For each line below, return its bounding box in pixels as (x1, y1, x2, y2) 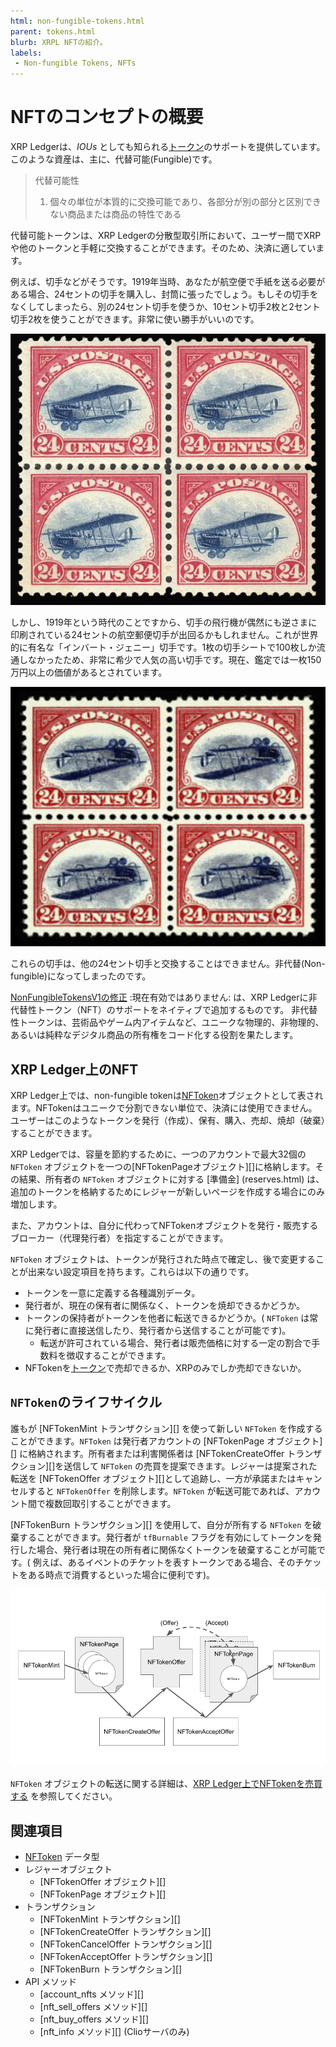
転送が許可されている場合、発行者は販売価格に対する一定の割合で (39, 1336, 312, 1349)
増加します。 (10, 1198, 63, 1210)
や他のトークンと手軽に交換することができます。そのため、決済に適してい (10, 242, 317, 254)
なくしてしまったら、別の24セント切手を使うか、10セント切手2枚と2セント (10, 301, 321, 313)
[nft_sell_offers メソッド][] (39, 2001, 148, 2013)
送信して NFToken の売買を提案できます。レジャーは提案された (63, 1460, 318, 1472)
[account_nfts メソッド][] (39, 1988, 145, 2000)
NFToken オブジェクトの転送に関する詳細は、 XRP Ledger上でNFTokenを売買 (10, 1778, 323, 1790)
